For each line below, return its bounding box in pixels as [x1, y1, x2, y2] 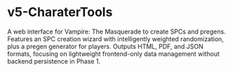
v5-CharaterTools [7, 4, 113, 20]
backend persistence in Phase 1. [7, 57, 100, 65]
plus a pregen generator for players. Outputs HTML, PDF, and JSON [7, 42, 204, 50]
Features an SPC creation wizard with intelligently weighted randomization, [7, 34, 225, 43]
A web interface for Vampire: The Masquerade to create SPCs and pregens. [7, 27, 226, 36]
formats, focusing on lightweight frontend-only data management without [7, 50, 220, 58]
